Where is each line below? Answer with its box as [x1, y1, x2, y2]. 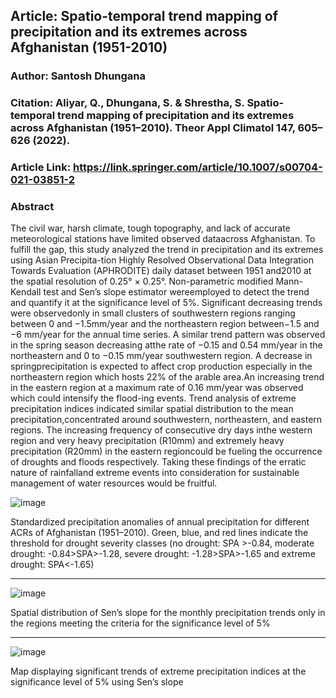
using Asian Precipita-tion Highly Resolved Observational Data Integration [10, 254, 314, 266]
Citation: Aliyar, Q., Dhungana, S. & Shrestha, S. [10, 96, 245, 110]
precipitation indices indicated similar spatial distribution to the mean [10, 403, 294, 415]
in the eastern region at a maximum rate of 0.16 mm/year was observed [10, 382, 304, 394]
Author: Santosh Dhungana [10, 69, 147, 83]
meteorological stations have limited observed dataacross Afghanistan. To [10, 233, 316, 245]
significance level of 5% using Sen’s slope [10, 676, 184, 688]
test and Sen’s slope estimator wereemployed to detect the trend [43, 286, 310, 298]
